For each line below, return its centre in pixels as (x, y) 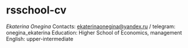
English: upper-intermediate (40, 39)
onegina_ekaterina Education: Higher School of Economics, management (94, 32)
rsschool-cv (36, 10)
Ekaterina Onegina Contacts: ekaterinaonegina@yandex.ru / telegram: (91, 26)
